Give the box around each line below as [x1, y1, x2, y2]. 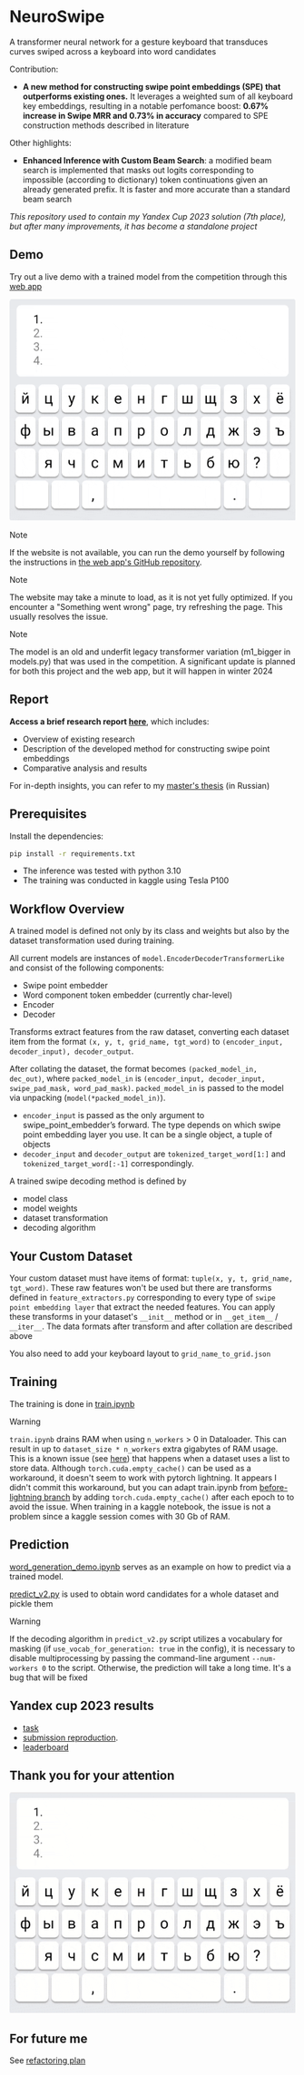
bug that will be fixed [9, 1672, 88, 1683]
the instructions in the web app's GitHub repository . [9, 556, 202, 567]
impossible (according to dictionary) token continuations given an [22, 174, 269, 185]
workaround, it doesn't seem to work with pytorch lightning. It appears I [9, 1472, 277, 1483]
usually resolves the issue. [9, 611, 109, 622]
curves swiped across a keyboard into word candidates [9, 45, 217, 56]
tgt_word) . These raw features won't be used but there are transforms [9, 1283, 272, 1293]
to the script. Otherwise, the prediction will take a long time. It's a [48, 1662, 292, 1673]
